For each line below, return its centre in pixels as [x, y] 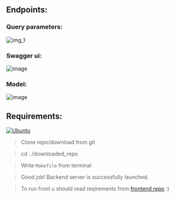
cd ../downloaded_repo [49, 154]
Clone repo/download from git [58, 142]
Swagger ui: [24, 55]
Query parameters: [34, 27]
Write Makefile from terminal [56, 166]
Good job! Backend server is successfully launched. [85, 177]
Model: [17, 84]
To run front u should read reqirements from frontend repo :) [95, 189]
